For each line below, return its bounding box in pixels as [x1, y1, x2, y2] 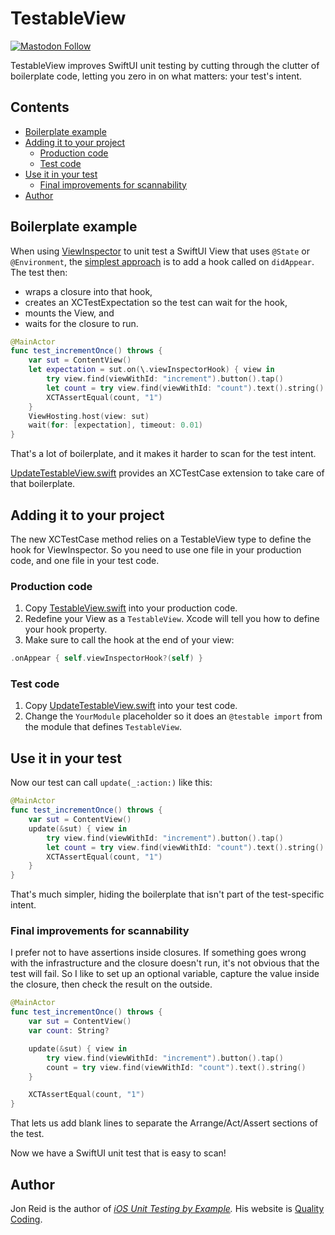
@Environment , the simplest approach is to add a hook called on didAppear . [10, 255, 315, 267]
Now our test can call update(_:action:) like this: [10, 777, 213, 789]
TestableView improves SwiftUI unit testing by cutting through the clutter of [10, 59, 320, 71]
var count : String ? [28, 1026, 110, 1036]
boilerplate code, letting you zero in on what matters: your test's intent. [10, 70, 303, 82]
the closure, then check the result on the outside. [10, 978, 213, 991]
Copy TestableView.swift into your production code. [24, 602, 238, 614]
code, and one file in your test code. [10, 555, 160, 566]
